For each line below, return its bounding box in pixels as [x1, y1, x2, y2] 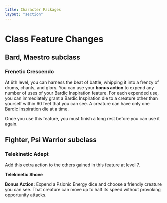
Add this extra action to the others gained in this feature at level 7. [5, 162, 140, 168]
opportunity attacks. [5, 192, 47, 198]
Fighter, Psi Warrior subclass [5, 135, 97, 144]
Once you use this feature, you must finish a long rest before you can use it [5, 116, 160, 122]
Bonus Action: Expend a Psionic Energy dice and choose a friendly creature [5, 181, 162, 187]
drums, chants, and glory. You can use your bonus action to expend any [5, 85, 154, 91]
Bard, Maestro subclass [5, 53, 81, 62]
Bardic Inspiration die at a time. [5, 106, 69, 112]
